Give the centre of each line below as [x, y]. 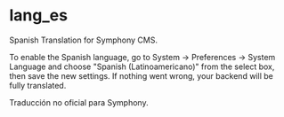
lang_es [39, 16]
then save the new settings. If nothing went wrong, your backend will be [141, 75]
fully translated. [38, 85]
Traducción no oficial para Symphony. [79, 102]
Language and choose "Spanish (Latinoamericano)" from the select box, [142, 66]
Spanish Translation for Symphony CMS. [84, 40]
